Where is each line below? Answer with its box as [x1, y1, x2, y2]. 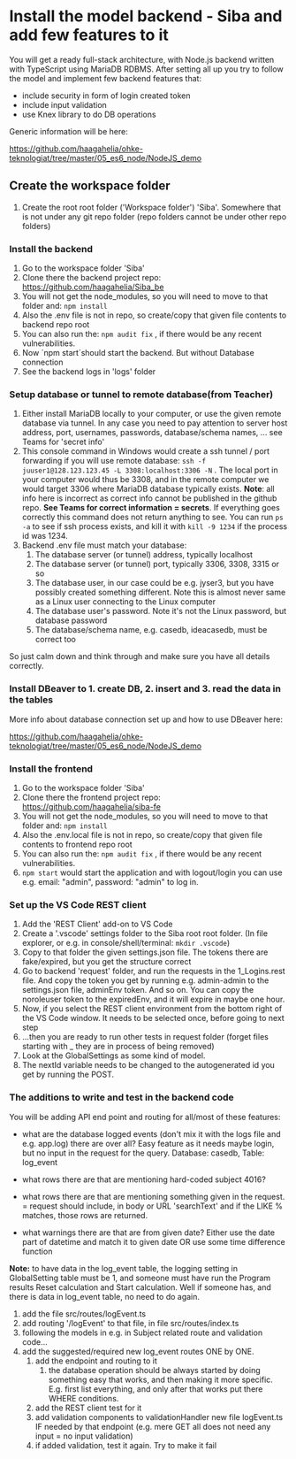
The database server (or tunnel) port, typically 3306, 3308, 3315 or [34, 559, 280, 570]
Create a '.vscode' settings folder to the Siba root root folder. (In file [21, 928, 268, 939]
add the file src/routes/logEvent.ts [21, 1308, 147, 1319]
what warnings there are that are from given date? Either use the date [21, 1227, 276, 1238]
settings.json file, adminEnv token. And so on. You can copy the [21, 985, 254, 995]
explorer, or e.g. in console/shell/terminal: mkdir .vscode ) [21, 938, 231, 948]
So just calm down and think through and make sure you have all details [9, 651, 270, 662]
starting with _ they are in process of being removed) [21, 1041, 215, 1052]
